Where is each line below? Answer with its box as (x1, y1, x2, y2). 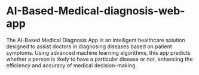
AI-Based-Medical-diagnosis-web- (6, 4, 185, 18)
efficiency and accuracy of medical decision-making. (6, 61, 137, 69)
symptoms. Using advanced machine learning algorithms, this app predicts (6, 49, 191, 56)
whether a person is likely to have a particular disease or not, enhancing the (6, 55, 193, 62)
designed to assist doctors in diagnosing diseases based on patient (6, 43, 172, 50)
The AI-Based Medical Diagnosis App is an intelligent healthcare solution (6, 36, 185, 43)
